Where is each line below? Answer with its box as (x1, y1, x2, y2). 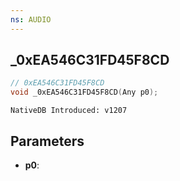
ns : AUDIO (10, 14, 52, 25)
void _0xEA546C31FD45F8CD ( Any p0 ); (10, 87, 159, 98)
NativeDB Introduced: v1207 (10, 106, 128, 116)
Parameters (10, 132, 85, 150)
